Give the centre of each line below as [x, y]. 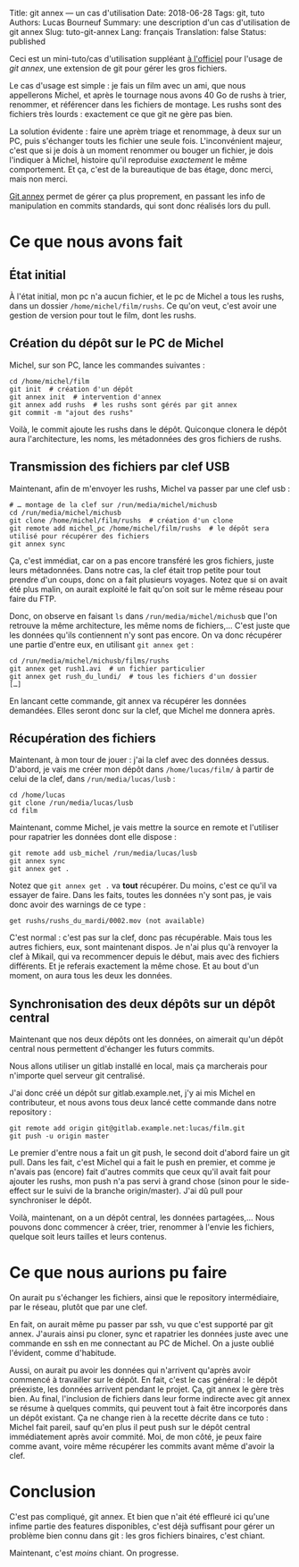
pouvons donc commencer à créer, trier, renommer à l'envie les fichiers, [142, 1227]
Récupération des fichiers [83, 738]
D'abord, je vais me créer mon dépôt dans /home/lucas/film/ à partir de [142, 769]
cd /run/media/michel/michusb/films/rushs [89, 661]
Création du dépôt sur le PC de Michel [116, 343]
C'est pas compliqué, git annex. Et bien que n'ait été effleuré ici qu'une [140, 1517]
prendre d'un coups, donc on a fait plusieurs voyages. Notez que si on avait [149, 580]
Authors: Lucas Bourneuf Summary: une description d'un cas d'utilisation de [150, 22]
